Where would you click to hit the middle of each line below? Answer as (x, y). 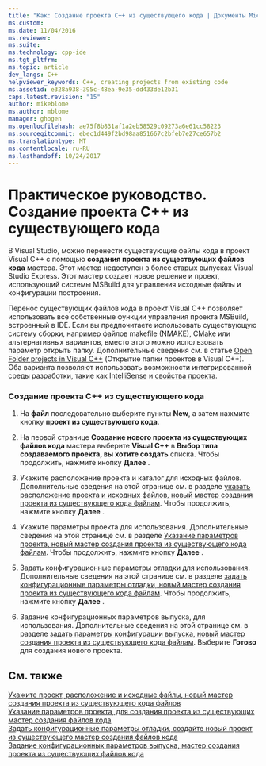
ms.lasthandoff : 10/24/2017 (55, 156)
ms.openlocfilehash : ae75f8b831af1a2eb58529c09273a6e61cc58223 (115, 126)
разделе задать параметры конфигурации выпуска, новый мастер (132, 634)
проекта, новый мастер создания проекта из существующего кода (133, 544)
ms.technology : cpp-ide (47, 52)
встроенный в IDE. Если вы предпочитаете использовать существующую (133, 325)
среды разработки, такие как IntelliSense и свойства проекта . (113, 376)
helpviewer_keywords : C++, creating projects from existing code (118, 82)
